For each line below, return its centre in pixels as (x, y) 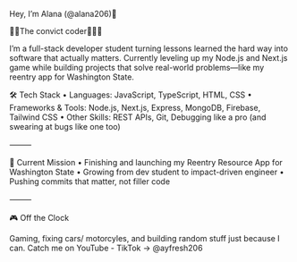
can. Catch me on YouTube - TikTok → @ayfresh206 (106, 248)
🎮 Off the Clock (39, 218)
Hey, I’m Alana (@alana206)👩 (64, 14)
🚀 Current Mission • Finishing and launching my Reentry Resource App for (146, 162)
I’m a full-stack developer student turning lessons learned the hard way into (149, 48)
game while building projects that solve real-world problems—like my (137, 68)
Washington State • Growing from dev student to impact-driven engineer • (147, 172)
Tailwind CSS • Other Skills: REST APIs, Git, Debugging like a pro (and (138, 117)
